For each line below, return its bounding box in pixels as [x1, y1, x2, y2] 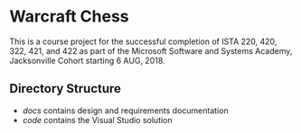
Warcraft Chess [9, 6, 129, 27]
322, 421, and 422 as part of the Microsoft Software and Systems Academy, [9, 45, 293, 56]
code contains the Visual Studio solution [22, 114, 174, 125]
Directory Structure [9, 81, 122, 96]
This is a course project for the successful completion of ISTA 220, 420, [9, 36, 277, 47]
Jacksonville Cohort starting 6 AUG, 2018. [9, 55, 165, 66]
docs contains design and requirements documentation [22, 105, 229, 116]
